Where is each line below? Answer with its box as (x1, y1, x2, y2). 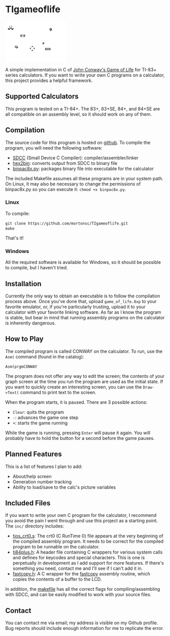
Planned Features (5, 450, 62, 459)
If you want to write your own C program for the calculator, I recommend (5, 512, 157, 518)
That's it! (5, 235, 24, 241)
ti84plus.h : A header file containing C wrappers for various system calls (12, 549, 163, 556)
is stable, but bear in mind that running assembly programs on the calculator (5, 314, 165, 320)
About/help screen (12, 473, 52, 479)
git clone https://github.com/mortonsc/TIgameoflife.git (5, 220, 128, 226)
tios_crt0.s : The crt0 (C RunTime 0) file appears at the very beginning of (12, 533, 163, 539)
